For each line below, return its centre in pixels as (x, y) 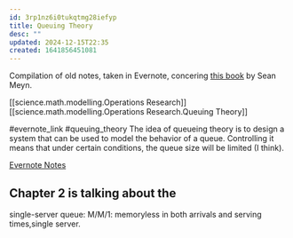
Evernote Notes (38, 165)
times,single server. (45, 224)
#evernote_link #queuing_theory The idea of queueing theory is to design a (147, 129)
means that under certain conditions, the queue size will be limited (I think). (146, 148)
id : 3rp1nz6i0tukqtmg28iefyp (63, 17)
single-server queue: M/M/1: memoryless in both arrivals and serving (135, 214)
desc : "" (25, 34)
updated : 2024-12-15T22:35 (59, 42)
